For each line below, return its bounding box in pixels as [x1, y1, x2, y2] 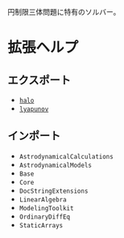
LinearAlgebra [19, 195, 67, 204]
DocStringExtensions [19, 187, 89, 195]
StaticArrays [19, 221, 64, 229]
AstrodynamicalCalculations [19, 152, 114, 160]
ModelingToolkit [19, 204, 74, 212]
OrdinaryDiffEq [19, 213, 71, 221]
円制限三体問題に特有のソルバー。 [7, 7, 121, 16]
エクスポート [7, 73, 72, 87]
